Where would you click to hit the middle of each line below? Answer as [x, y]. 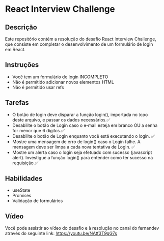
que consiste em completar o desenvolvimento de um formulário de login [79, 44]
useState [21, 190]
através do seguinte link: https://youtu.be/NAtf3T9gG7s [61, 233]
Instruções [22, 65]
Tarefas [17, 103]
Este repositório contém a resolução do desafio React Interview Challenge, [81, 39]
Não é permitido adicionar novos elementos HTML [63, 82]
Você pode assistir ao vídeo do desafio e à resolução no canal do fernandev [82, 228]
